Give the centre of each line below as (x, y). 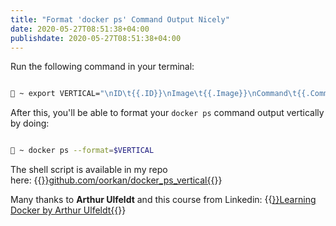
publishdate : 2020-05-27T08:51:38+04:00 (96, 38)
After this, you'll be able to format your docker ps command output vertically (167, 113)
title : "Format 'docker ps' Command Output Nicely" (120, 19)
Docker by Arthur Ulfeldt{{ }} (68, 210)
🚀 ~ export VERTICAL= (55, 94)
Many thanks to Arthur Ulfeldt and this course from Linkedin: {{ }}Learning (163, 200)
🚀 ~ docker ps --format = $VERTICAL (82, 151)
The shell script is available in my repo (89, 170)
